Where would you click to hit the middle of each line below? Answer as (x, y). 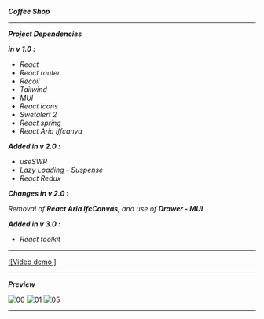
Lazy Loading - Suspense (61, 170)
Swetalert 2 (38, 114)
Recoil (29, 81)
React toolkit (40, 239)
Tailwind (33, 89)
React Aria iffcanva (51, 131)
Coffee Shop (29, 11)
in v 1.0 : (22, 49)
